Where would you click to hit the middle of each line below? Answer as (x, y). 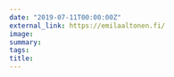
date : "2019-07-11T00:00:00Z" (66, 17)
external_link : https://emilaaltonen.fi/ (87, 26)
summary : (25, 42)
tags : (19, 50)
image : (21, 34)
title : (21, 58)
